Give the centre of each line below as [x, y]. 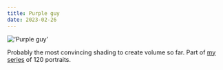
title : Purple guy [33, 13]
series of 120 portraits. [39, 59]
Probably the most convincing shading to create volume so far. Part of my [111, 52]
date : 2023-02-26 [32, 20]
